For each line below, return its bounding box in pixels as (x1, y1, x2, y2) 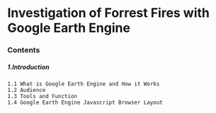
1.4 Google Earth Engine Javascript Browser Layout (7, 99, 163, 107)
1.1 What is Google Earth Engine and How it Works (7, 81, 160, 88)
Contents (7, 45, 40, 55)
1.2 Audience (7, 87, 46, 94)
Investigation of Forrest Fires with (7, 5, 210, 21)
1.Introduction (7, 62, 50, 71)
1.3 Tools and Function (7, 93, 78, 100)
